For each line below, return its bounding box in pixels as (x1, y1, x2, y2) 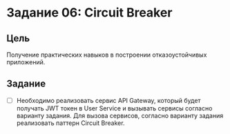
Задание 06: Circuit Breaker (6, 5, 173, 21)
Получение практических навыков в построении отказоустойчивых (6, 50, 207, 59)
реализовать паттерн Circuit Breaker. (16, 119, 125, 127)
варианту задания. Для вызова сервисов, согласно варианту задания (16, 111, 224, 119)
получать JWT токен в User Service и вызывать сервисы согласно (16, 104, 213, 112)
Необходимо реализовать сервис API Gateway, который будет (16, 96, 201, 104)
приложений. (6, 58, 46, 66)
